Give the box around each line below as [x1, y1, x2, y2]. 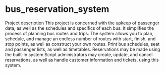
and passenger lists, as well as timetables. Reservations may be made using [5, 46, 160, 52]
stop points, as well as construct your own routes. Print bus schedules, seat [5, 41, 160, 47]
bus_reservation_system [5, 3, 110, 15]
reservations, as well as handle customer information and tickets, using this [5, 57, 159, 63]
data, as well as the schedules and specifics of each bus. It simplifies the [5, 25, 155, 31]
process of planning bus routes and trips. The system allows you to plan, [5, 30, 154, 36]
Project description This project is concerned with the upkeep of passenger [5, 20, 160, 26]
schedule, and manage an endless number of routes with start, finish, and [5, 36, 156, 42]
